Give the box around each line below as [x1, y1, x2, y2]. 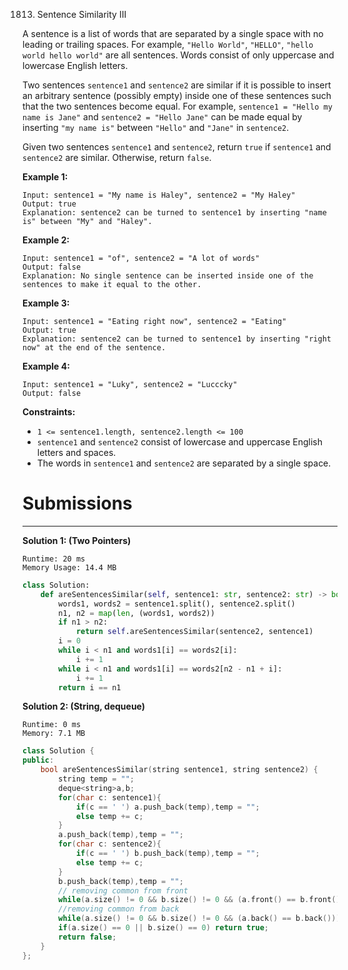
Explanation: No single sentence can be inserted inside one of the [22, 271, 314, 281]
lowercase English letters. [22, 60, 129, 71]
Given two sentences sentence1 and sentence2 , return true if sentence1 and [22, 141, 332, 153]
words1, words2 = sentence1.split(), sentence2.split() [58, 599, 296, 609]
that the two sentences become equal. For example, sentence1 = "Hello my [22, 100, 333, 112]
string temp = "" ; [58, 774, 135, 784]
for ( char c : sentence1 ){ [58, 792, 162, 803]
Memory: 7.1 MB [22, 729, 86, 739]
